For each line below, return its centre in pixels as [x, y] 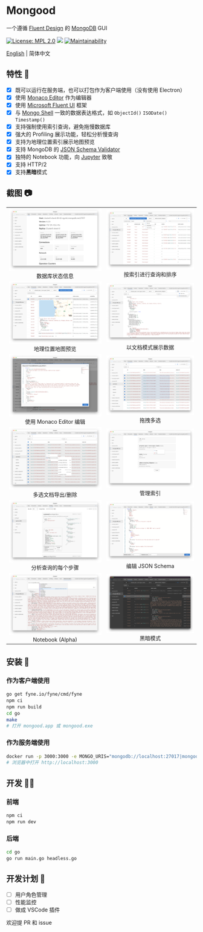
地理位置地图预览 [55, 349]
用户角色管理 [31, 895]
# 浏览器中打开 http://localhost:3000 [52, 763]
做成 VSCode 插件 [37, 910]
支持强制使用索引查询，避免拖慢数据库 [63, 127]
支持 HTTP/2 [31, 164]
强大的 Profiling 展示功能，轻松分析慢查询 [67, 134]
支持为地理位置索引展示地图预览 [55, 142]
